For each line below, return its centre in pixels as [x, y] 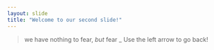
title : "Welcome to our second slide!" [65, 20]
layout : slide [28, 13]
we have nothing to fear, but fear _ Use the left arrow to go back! [116, 39]
